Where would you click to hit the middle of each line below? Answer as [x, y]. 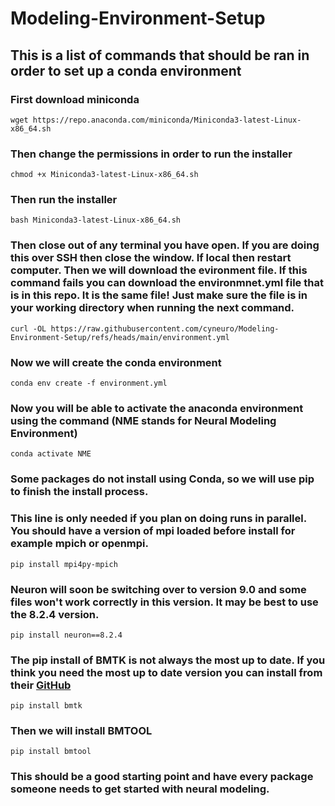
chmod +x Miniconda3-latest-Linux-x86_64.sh [104, 175]
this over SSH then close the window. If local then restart [151, 258]
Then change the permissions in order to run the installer [151, 154]
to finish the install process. [79, 492]
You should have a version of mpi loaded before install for [153, 531]
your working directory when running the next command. [152, 308]
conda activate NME [51, 454]
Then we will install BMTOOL [81, 731]
